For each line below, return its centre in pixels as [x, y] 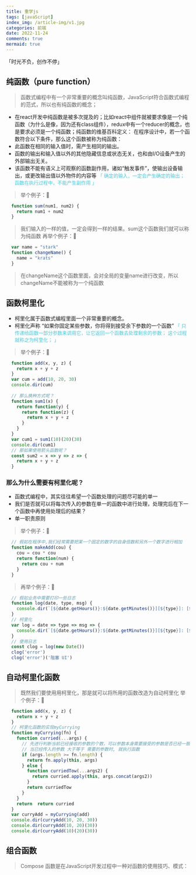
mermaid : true [23, 45]
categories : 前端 [26, 28]
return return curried [45, 803]
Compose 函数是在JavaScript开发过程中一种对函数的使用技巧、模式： [104, 866]
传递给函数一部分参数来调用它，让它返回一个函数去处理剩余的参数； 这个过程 [101, 333]
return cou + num [43, 564]
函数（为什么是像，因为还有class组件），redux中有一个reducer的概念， [99, 124]
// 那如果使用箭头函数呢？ [39, 450]
